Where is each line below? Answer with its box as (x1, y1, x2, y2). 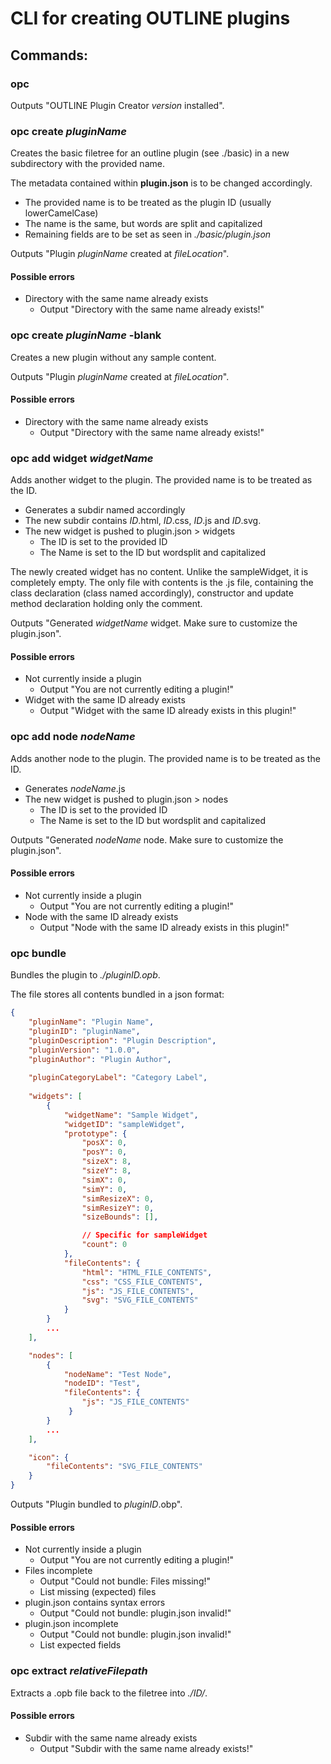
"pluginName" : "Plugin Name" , (28, 1017, 155, 1027)
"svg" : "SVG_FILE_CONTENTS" (81, 1295, 199, 1306)
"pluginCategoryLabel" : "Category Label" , (28, 1073, 208, 1083)
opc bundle (10, 946, 67, 960)
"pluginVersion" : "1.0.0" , (28, 1045, 141, 1055)
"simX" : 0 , (81, 1175, 128, 1185)
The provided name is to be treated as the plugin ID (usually (24, 197, 272, 209)
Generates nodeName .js (24, 782, 126, 794)
